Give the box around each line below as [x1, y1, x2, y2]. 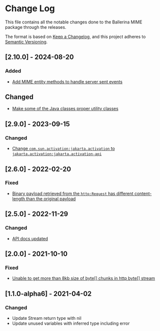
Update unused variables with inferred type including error [12, 320, 130, 326]
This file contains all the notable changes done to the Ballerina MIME [5, 19, 142, 25]
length [12, 195, 25, 201]
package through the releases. [5, 24, 67, 30]
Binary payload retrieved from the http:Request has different [12, 191, 134, 196]
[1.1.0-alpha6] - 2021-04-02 [5, 290, 92, 298]
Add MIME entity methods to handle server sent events [12, 78, 123, 84]
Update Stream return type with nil [12, 315, 82, 321]
